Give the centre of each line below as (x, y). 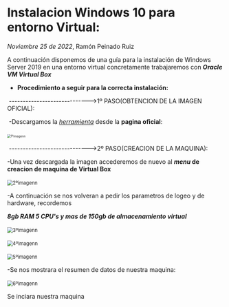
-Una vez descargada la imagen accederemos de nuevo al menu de (103, 161)
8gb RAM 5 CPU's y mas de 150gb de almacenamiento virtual (97, 216)
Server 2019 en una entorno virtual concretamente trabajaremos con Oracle (115, 67)
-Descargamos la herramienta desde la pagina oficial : (86, 121)
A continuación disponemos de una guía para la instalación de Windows (109, 59)
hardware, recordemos (40, 203)
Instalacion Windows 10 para (91, 13)
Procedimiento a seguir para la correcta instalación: (92, 87)
